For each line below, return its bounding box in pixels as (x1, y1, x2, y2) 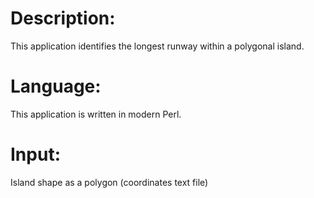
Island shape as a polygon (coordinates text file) (10, 176, 209, 188)
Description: (10, 7, 116, 30)
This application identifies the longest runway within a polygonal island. (10, 40, 305, 52)
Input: (10, 143, 61, 166)
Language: (10, 75, 102, 98)
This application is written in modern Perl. (10, 108, 182, 120)
